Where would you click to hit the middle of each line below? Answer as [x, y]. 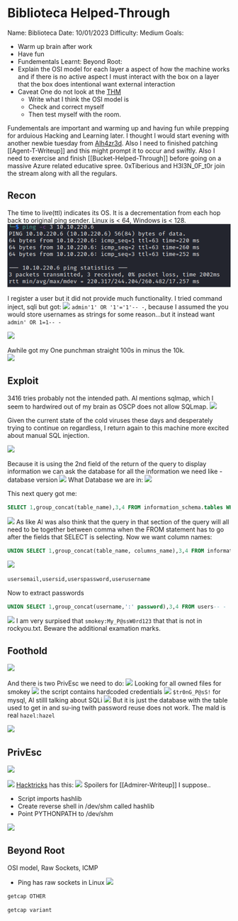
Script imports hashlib [50, 799]
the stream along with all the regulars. [62, 173]
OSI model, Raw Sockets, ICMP [53, 868]
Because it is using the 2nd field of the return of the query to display [107, 463]
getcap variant [30, 910]
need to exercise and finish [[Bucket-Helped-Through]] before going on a [114, 158]
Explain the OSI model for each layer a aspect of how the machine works [124, 69]
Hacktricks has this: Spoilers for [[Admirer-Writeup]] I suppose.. [113, 785]
